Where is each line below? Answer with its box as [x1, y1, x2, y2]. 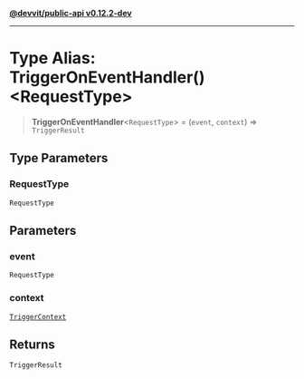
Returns [9, 337, 56, 352]
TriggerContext [9, 312, 67, 321]
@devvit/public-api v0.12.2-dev [9, 8, 133, 18]
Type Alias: [9, 48, 97, 69]
